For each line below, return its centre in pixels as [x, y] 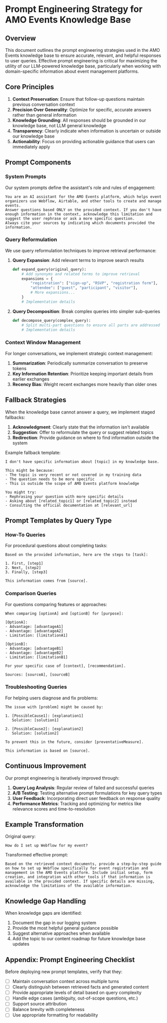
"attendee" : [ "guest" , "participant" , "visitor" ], [84, 288]
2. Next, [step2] [23, 568]
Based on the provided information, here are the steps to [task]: [77, 555]
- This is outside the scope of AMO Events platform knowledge [72, 483]
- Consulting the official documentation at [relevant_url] [69, 505]
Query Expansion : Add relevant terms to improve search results [78, 260]
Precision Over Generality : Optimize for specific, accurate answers [82, 109]
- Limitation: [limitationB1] [37, 657]
